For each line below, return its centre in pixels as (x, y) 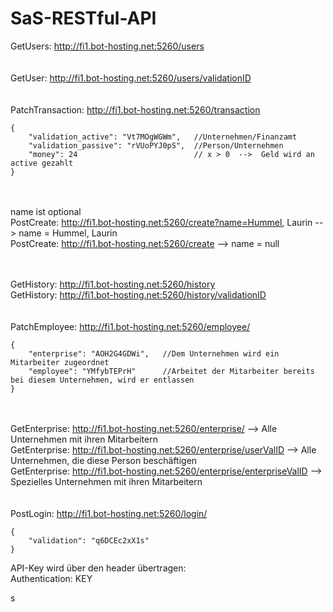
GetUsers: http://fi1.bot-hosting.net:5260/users (107, 46)
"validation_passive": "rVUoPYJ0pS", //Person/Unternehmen (156, 145)
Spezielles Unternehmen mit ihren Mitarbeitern (106, 481)
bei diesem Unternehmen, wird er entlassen (102, 380)
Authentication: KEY (51, 578)
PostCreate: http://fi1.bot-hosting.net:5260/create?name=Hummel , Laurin (161, 222)
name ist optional (46, 211)
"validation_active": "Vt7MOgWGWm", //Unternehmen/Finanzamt (163, 137)
